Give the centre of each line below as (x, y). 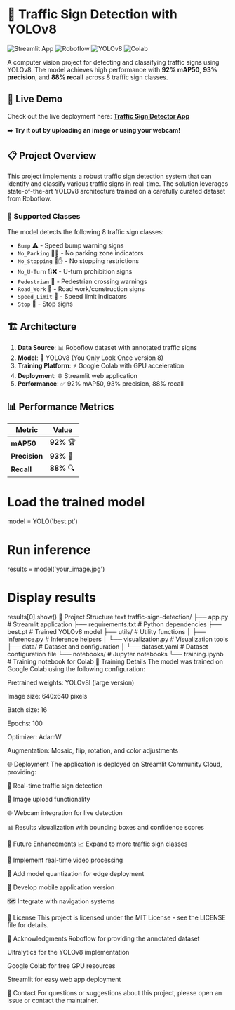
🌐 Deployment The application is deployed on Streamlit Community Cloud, (115, 765)
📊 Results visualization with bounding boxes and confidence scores (106, 828)
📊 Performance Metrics (61, 407)
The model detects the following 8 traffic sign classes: (86, 231)
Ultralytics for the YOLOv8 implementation (68, 952)
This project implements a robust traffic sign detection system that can (109, 176)
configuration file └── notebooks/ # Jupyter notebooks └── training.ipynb (115, 654)
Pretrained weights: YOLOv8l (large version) (71, 682)
